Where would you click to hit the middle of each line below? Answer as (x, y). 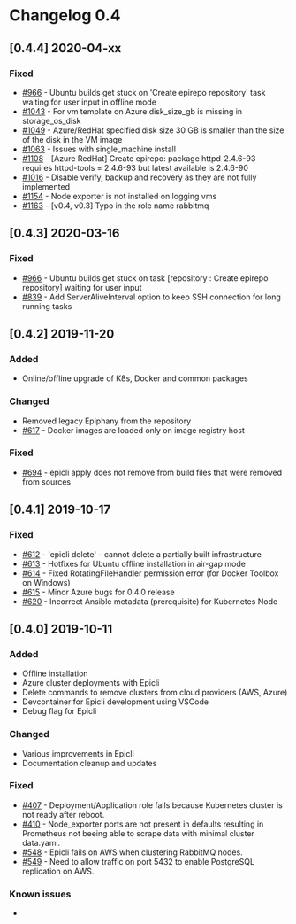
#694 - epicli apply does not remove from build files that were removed (152, 472)
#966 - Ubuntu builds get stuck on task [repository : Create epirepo (145, 278)
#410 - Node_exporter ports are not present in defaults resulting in (143, 824)
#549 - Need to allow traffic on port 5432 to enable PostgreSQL (138, 861)
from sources (46, 481)
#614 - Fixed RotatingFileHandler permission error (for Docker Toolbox (150, 573)
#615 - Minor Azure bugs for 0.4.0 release (98, 592)
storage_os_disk (51, 120)
